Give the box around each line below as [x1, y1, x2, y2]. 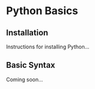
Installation [6, 28, 48, 38]
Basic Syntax [6, 60, 55, 70]
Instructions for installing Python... [6, 43, 90, 50]
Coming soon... [6, 75, 43, 83]
